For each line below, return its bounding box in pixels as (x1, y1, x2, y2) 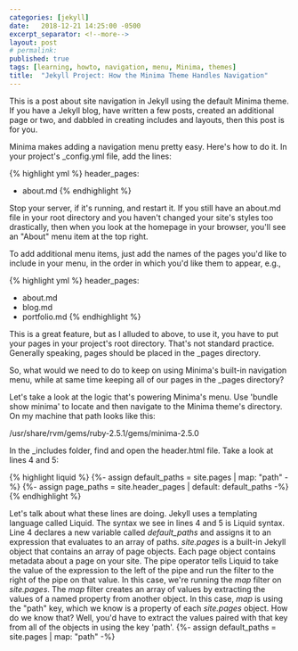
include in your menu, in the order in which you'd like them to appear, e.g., (9, 258, 282, 268)
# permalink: (9, 46, 58, 55)
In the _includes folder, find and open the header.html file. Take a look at (9, 445, 274, 456)
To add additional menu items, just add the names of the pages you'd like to (9, 248, 287, 259)
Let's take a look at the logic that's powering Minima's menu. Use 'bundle (9, 391, 278, 402)
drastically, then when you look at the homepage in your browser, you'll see (9, 221, 286, 232)
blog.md (21, 301, 53, 312)
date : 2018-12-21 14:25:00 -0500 (9, 21, 141, 30)
